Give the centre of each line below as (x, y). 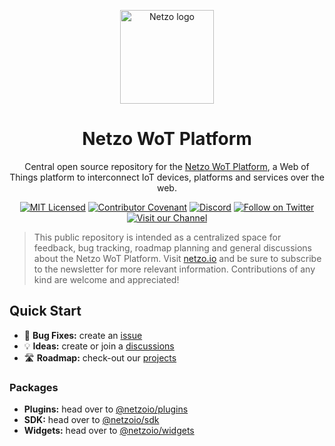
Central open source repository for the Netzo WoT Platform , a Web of (167, 166)
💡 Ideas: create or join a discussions (99, 346)
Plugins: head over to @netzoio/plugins (106, 409)
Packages (34, 387)
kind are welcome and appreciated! (106, 279)
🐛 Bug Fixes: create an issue (83, 335)
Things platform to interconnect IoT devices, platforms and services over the (167, 177)
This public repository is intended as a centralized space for (157, 237)
